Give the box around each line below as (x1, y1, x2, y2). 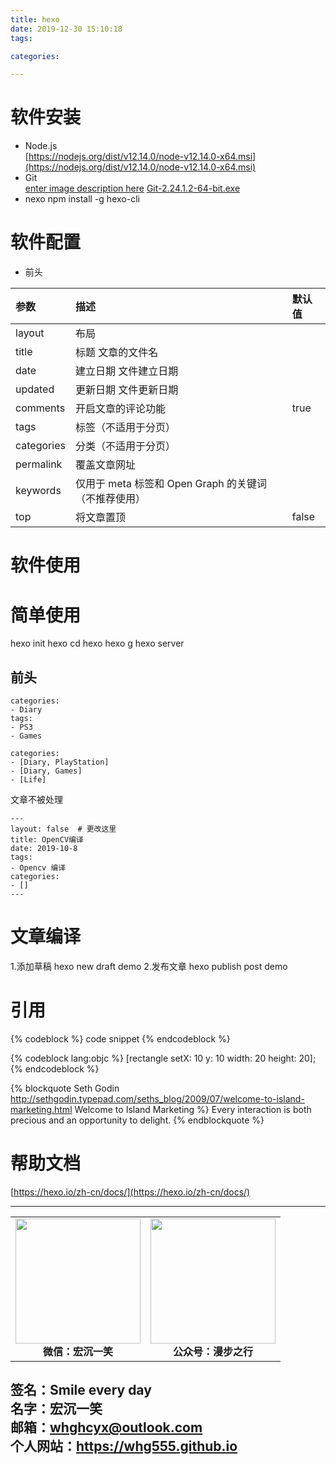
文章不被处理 (10, 794, 63, 806)
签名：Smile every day (10, 1382, 152, 1399)
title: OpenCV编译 (10, 835, 84, 845)
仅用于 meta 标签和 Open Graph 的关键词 (74, 477, 268, 491)
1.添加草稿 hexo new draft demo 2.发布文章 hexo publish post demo (10, 961, 288, 972)
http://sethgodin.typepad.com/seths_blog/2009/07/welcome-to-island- (10, 1092, 305, 1105)
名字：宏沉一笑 (10, 1401, 103, 1418)
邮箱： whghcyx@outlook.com (10, 1419, 203, 1436)
